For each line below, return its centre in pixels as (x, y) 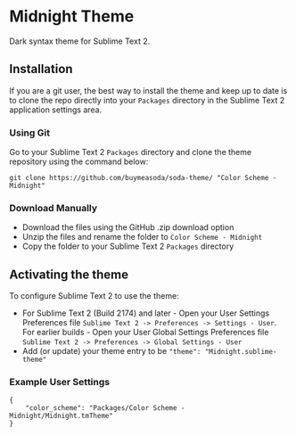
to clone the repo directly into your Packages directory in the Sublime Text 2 (147, 100)
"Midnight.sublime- (241, 352)
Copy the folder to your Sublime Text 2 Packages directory (128, 246)
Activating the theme (69, 274)
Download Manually (53, 208)
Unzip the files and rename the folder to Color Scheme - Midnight (142, 237)
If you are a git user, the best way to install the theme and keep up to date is (148, 90)
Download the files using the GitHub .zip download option (128, 227)
